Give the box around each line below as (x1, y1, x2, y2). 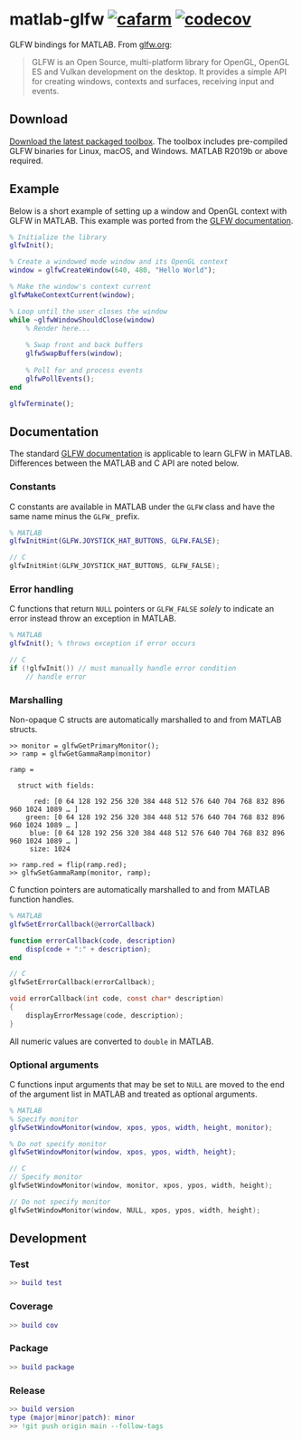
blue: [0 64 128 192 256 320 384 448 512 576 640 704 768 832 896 (29, 829, 285, 838)
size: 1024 (29, 845, 71, 854)
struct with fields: (17, 781, 95, 790)
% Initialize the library (9, 232, 107, 242)
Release (9, 1384, 46, 1397)
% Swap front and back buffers (25, 341, 144, 350)
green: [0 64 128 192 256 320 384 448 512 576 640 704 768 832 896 (25, 813, 285, 822)
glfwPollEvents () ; (25, 374, 95, 383)
